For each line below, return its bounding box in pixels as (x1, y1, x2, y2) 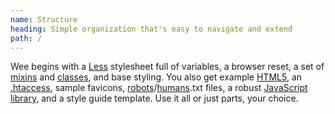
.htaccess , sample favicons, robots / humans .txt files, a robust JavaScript (10, 82, 308, 94)
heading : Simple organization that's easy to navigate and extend (10, 24, 293, 34)
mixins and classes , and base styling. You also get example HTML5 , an (10, 71, 303, 83)
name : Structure (10, 14, 78, 25)
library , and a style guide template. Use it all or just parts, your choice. (10, 92, 299, 105)
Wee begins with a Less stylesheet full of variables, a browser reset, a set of (10, 61, 325, 73)
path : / (10, 33, 43, 43)
